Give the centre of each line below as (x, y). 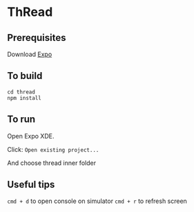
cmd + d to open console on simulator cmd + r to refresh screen (97, 201)
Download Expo (30, 54)
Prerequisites (37, 38)
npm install (24, 98)
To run (21, 120)
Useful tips (31, 185)
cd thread (21, 92)
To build (25, 76)
